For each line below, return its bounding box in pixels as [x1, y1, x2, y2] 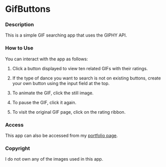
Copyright [5, 145, 30, 152]
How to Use [5, 44, 34, 51]
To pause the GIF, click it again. [12, 99, 77, 105]
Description [5, 21, 34, 28]
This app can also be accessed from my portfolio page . [5, 132, 118, 139]
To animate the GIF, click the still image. [12, 90, 94, 96]
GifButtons [5, 3, 51, 15]
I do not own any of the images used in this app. [5, 156, 103, 162]
